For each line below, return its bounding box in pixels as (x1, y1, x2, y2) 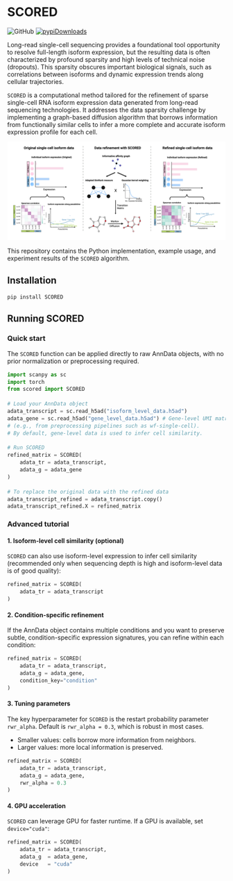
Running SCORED (7, 313, 85, 325)
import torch (7, 378, 45, 385)
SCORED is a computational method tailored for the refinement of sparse (7, 91, 209, 99)
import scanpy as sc (7, 371, 67, 378)
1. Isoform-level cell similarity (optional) (7, 536, 125, 545)
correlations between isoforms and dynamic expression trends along (7, 70, 204, 78)
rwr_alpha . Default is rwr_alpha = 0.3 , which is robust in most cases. (7, 722, 205, 730)
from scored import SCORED (7, 386, 85, 393)
